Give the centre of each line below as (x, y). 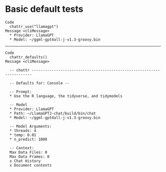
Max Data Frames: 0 (30, 157)
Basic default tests (44, 9)
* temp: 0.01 (23, 135)
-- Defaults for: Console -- (40, 83)
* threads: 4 (23, 130)
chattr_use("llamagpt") (34, 26)
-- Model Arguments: (31, 126)
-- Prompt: (21, 92)
